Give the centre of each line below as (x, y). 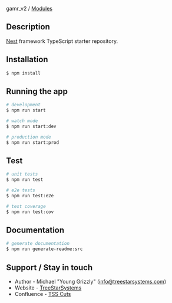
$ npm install (24, 73)
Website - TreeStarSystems (48, 288)
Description (28, 27)
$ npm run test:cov (30, 212)
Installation (27, 60)
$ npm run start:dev (32, 126)
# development (24, 105)
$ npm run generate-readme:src (44, 249)
